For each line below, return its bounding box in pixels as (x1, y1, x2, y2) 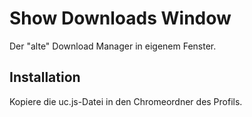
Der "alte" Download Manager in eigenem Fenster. (9, 40, 217, 52)
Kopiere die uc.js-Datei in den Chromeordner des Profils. (9, 95, 243, 107)
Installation (9, 69, 81, 86)
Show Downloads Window (9, 7, 232, 30)
